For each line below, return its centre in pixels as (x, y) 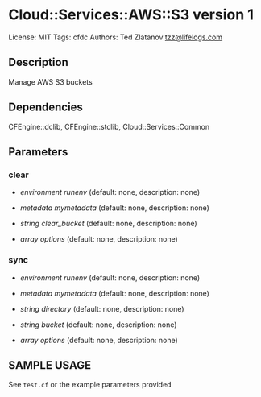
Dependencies (46, 108)
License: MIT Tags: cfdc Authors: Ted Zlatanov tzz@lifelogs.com (116, 37)
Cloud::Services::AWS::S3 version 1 (131, 15)
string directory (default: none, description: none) (102, 308)
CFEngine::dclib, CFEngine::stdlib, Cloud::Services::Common (109, 126)
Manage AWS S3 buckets (50, 81)
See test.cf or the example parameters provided (90, 385)
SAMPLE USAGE (50, 365)
